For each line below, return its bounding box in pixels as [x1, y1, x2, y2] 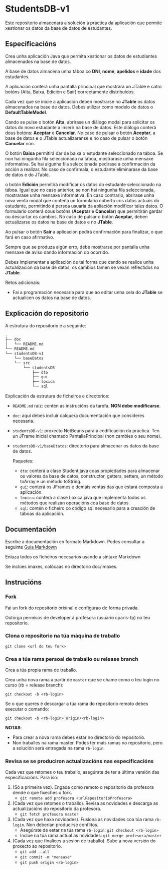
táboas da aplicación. [20, 510, 65, 517]
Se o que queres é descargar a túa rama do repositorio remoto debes [5, 701, 148, 707]
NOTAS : [5, 725, 22, 731]
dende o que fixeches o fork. [12, 790, 73, 796]
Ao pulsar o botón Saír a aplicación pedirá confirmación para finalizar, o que [5, 228, 163, 235]
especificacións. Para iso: [5, 775, 59, 781]
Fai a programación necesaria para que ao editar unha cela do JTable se [12, 289, 163, 295]
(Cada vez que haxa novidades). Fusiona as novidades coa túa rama [12, 817, 154, 823]
